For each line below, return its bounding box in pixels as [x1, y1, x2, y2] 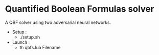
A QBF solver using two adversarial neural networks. [5, 19, 111, 25]
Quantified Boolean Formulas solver [5, 3, 155, 15]
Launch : [12, 39, 30, 45]
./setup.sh [19, 34, 40, 40]
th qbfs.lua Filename [19, 44, 61, 50]
